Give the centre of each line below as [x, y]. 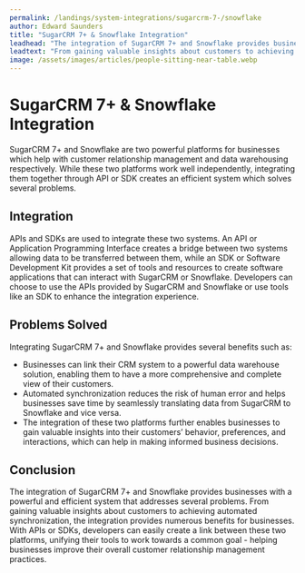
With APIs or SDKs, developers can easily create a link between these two [148, 530]
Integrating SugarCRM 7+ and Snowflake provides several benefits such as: [151, 347]
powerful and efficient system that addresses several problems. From [139, 501]
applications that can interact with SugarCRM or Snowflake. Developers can [151, 277]
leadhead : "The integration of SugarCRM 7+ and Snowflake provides [140, 43]
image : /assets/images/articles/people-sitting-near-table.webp [133, 60]
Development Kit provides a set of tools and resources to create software [146, 267]
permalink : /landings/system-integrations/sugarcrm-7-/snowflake [135, 18]
